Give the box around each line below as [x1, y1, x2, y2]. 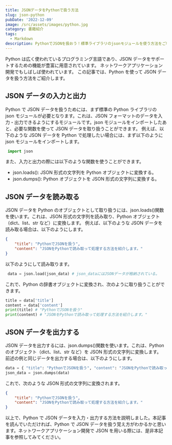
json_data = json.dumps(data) [5, 370, 70, 376]
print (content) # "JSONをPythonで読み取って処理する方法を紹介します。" [5, 312, 147, 317]
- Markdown [10, 37, 33, 42]
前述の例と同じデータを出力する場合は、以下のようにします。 [5, 355, 135, 361]
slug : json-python [5, 12, 45, 17]
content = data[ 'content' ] [5, 302, 63, 308]
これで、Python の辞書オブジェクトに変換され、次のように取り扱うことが [5, 281, 160, 287]
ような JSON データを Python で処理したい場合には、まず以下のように [14, 132, 163, 138]
